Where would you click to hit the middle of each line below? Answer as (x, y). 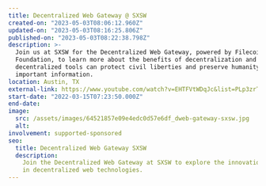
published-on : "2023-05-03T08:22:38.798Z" (79, 38)
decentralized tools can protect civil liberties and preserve (122, 67)
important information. (54, 74)
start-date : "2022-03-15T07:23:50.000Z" (76, 97)
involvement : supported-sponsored (65, 133)
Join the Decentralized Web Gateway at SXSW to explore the (123, 163)
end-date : (25, 104)
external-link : (33, 89)
